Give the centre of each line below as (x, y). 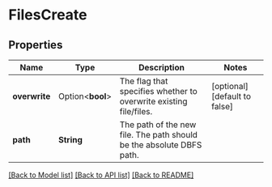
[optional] (230, 86)
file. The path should (159, 135)
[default (227, 96)
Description (161, 68)
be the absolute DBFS (161, 145)
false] (222, 106)
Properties (36, 45)
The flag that (144, 81)
